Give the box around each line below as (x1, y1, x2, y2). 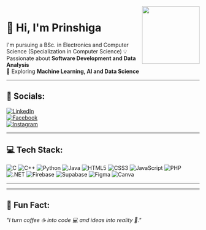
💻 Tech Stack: (6, 145, 63, 155)
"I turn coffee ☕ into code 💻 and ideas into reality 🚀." (6, 217, 142, 224)
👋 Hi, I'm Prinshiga (6, 21, 102, 35)
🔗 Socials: (6, 91, 45, 102)
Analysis (6, 61, 29, 68)
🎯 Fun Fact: (6, 199, 50, 210)
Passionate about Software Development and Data (6, 55, 136, 62)
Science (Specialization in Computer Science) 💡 (6, 47, 128, 55)
